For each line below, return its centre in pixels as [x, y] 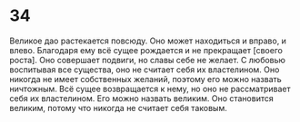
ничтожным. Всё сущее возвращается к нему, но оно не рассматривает [150, 89]
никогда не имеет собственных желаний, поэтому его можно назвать [145, 79]
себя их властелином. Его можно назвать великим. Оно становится [142, 98]
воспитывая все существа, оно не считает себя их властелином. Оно [145, 70]
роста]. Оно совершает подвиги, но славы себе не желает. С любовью [148, 60]
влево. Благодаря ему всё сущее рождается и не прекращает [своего [146, 50]
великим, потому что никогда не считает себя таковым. [118, 108]
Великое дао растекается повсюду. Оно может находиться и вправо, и [148, 41]
